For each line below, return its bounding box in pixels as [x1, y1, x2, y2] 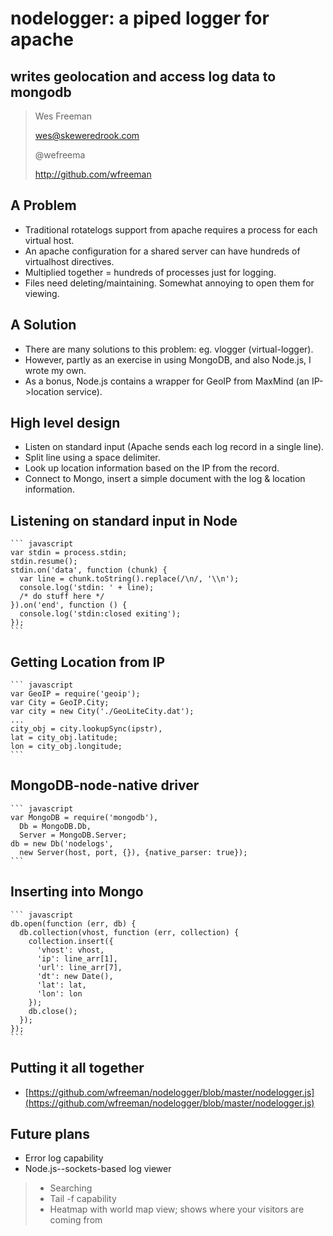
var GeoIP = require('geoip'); [10, 689, 141, 699]
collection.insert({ [28, 936, 114, 946]
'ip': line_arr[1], [36, 953, 118, 964]
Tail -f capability [49, 1193, 117, 1205]
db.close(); [28, 1006, 78, 1016]
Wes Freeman [34, 110, 92, 122]
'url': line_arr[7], [36, 962, 123, 972]
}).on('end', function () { [10, 600, 128, 611]
